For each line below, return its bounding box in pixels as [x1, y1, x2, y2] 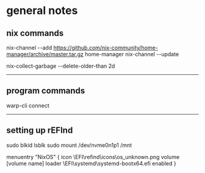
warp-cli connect [6, 102, 50, 109]
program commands [6, 86, 85, 96]
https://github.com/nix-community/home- [53, 44, 159, 51]
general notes [6, 4, 78, 18]
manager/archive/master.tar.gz [6, 51, 84, 58]
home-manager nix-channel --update [84, 51, 179, 58]
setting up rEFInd [6, 125, 73, 136]
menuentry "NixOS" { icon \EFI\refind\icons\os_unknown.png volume [6, 153, 180, 160]
